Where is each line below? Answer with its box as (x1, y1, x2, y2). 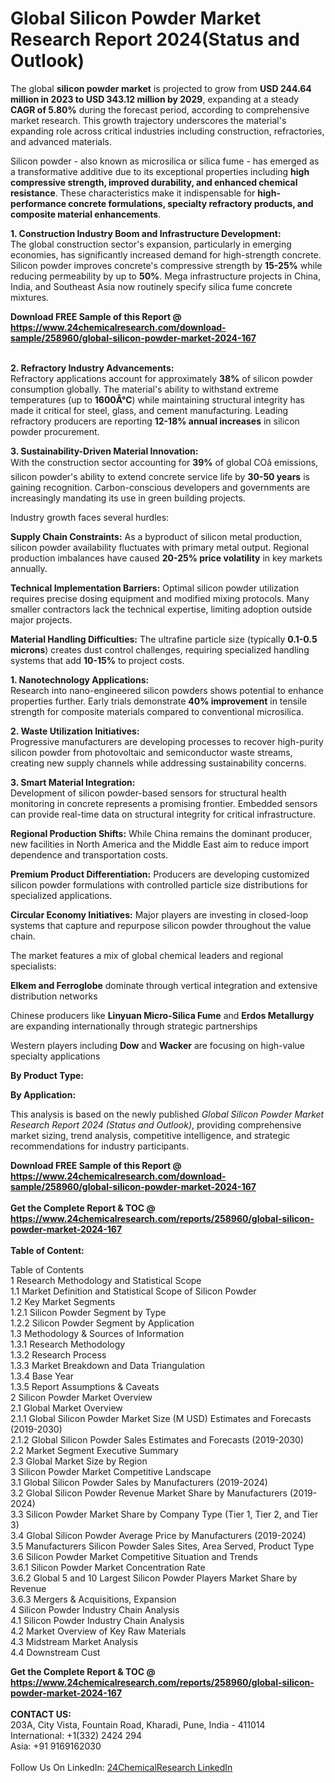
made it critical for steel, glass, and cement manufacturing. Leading (10, 404, 289, 416)
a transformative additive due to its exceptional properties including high (10, 165, 310, 177)
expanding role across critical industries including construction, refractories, (10, 125, 325, 137)
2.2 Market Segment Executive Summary (10, 1444, 179, 1456)
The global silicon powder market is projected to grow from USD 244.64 (10, 82, 312, 94)
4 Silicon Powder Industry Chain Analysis (10, 1603, 180, 1616)
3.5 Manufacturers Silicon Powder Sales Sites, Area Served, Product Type (10, 1540, 315, 1552)
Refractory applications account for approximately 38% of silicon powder (10, 372, 313, 384)
